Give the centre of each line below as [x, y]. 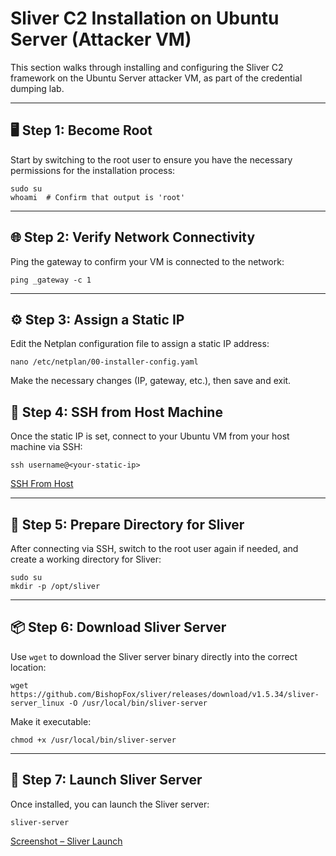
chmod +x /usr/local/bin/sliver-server [93, 740]
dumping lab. [37, 88]
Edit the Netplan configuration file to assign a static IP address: [140, 344]
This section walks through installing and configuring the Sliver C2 [147, 67]
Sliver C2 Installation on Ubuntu [145, 18]
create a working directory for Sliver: [86, 559]
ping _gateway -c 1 [51, 280]
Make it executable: [51, 721]
